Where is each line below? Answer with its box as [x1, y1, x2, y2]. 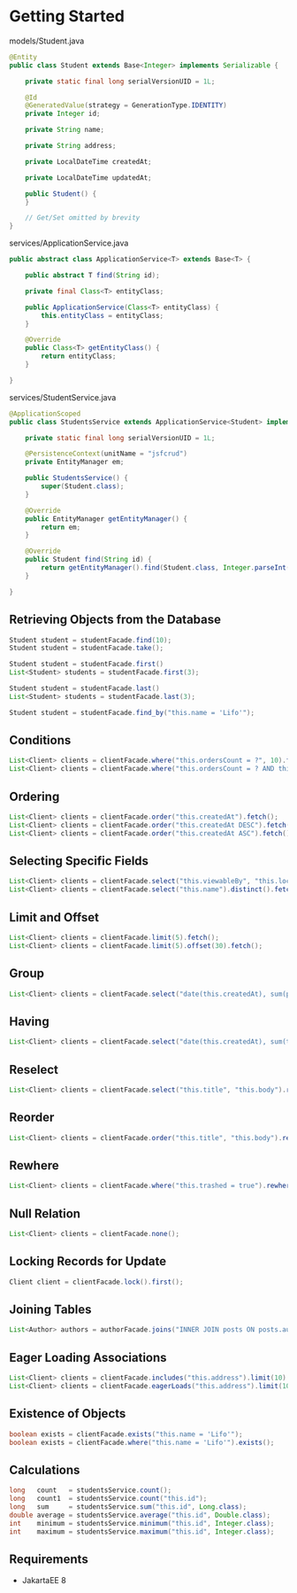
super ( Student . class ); [41, 482, 125, 491]
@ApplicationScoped [9, 409, 81, 418]
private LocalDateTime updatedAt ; [25, 173, 152, 183]
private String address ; [25, 142, 117, 151]
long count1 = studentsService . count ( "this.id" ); [9, 1495, 208, 1504]
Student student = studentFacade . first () [9, 660, 164, 669]
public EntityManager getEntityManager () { [25, 514, 188, 524]
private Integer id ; [25, 109, 101, 119]
